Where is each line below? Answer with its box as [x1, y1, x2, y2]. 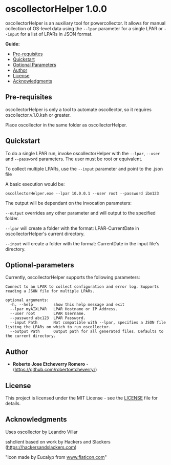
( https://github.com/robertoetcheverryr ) [12, 367, 97, 373]
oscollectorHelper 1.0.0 [5, 3, 108, 15]
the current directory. [5, 333, 56, 339]
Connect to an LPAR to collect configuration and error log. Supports [5, 284, 159, 289]
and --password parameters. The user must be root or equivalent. [5, 156, 142, 162]
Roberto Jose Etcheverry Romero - [12, 361, 89, 367]
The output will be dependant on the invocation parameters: [5, 200, 132, 206]
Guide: [5, 40, 20, 47]
